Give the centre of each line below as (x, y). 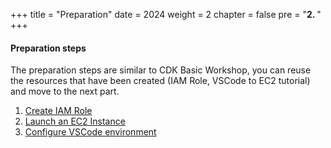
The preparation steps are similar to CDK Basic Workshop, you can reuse (161, 70)
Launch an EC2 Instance (75, 121)
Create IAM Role (58, 111)
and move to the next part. (65, 91)
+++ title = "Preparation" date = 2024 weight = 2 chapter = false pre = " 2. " (166, 14)
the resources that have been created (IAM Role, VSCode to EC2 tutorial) (160, 81)
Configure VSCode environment (90, 132)
